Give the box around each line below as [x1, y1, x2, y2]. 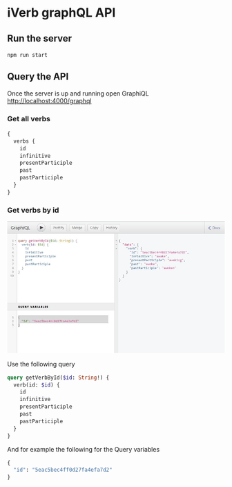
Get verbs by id [7, 205, 59, 215]
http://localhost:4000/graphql [7, 96, 92, 105]
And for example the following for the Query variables [7, 445, 160, 453]
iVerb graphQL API [7, 5, 116, 21]
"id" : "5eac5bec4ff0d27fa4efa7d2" [13, 466, 113, 474]
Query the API [7, 71, 69, 82]
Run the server [7, 33, 72, 44]
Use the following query [7, 360, 75, 368]
